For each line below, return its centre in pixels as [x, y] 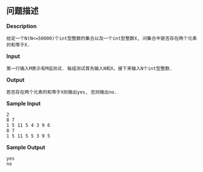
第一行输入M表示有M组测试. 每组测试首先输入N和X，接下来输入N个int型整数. [89, 68]
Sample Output [26, 147]
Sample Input [23, 103]
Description [22, 26]
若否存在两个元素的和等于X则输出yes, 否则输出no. [62, 92]
